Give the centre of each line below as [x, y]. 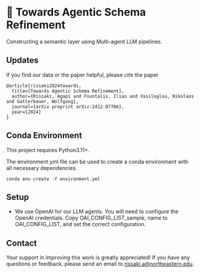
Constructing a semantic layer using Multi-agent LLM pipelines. [84, 41]
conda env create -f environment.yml [53, 179]
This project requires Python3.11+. [48, 150]
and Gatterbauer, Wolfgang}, [43, 101]
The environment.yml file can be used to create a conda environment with [97, 162]
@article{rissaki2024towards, [44, 86]
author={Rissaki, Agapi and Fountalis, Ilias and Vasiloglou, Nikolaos [103, 96]
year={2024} [27, 112]
